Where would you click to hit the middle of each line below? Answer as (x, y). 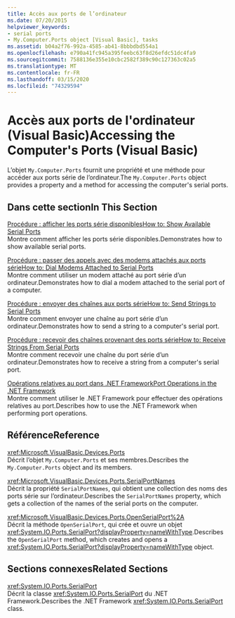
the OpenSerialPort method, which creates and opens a (88, 539)
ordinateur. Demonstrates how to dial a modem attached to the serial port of (116, 283)
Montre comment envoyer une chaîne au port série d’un (88, 319)
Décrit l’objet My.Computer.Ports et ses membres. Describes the (98, 460)
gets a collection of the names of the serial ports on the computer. (103, 503)
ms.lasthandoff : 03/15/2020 (48, 79)
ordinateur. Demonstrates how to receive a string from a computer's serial (113, 362)
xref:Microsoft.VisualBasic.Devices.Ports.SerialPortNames (91, 481)
